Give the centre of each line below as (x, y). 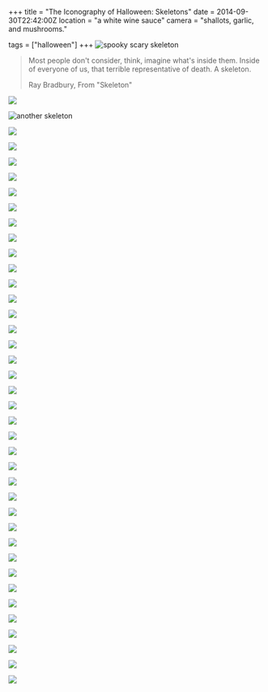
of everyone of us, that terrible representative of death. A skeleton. (140, 69)
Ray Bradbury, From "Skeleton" (80, 85)
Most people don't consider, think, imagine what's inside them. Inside (144, 61)
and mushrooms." (38, 29)
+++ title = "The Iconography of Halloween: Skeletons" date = (112, 12)
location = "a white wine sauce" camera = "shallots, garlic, (156, 20)
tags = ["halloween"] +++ (51, 45)
